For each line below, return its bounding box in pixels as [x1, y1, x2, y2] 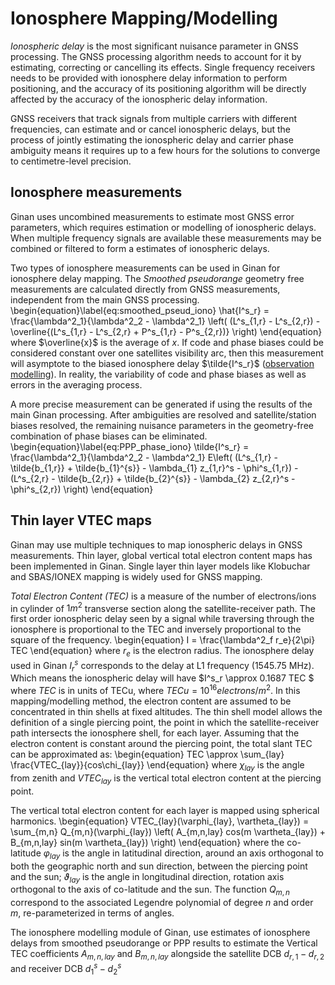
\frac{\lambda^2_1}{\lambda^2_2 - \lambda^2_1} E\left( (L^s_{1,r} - [10, 451, 278, 463]
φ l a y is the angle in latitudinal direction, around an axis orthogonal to [43, 847, 324, 861]
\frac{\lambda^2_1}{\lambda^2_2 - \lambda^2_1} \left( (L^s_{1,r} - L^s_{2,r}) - [10, 315, 321, 327]
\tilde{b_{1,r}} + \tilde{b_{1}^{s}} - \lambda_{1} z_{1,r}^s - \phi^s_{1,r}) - [10, 462, 299, 474]
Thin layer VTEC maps [10, 512, 152, 529]
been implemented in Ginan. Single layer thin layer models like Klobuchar [10, 560, 311, 572]
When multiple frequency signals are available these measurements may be [10, 232, 322, 244]
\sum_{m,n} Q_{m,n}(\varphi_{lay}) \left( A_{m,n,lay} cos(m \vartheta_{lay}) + [10, 825, 326, 837]
